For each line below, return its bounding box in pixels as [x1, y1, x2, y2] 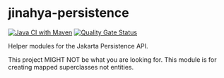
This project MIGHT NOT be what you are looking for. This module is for [8, 55, 217, 64]
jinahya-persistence [8, 5, 129, 21]
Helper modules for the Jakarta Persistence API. [8, 41, 148, 50]
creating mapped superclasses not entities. [8, 63, 134, 71]
